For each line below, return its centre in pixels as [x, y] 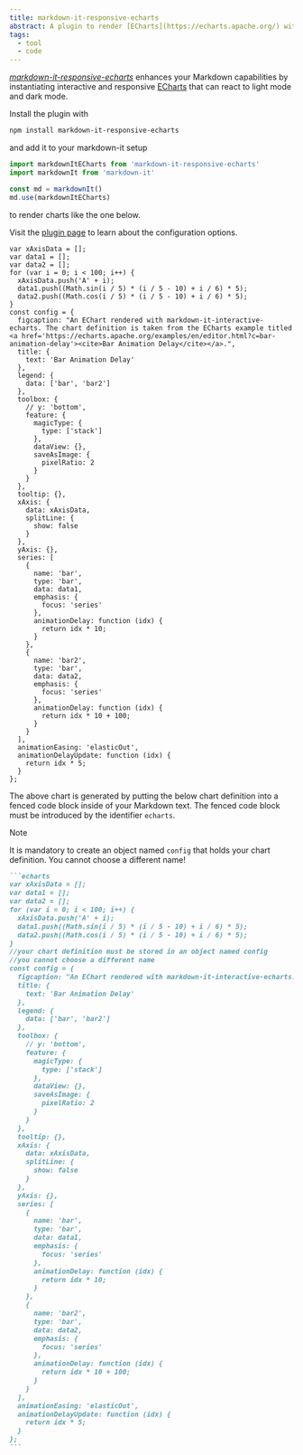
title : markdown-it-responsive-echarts [84, 18]
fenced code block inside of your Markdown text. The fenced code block [145, 805]
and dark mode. [39, 97]
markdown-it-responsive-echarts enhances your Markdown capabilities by [149, 77]
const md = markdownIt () [56, 189]
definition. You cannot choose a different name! [98, 859]
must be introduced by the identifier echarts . [92, 815]
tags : [19, 34]
